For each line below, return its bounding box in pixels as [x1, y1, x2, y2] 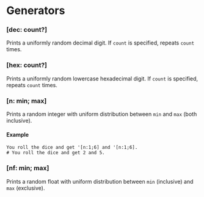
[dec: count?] [6, 26, 48, 34]
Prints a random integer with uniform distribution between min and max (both [6, 110, 197, 118]
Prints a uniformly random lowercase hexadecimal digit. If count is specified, [6, 74, 199, 82]
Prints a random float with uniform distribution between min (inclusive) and [6, 177, 194, 185]
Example [6, 131, 29, 138]
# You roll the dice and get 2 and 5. [6, 150, 105, 156]
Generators [6, 4, 65, 18]
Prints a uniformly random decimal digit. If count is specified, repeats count [6, 39, 194, 46]
